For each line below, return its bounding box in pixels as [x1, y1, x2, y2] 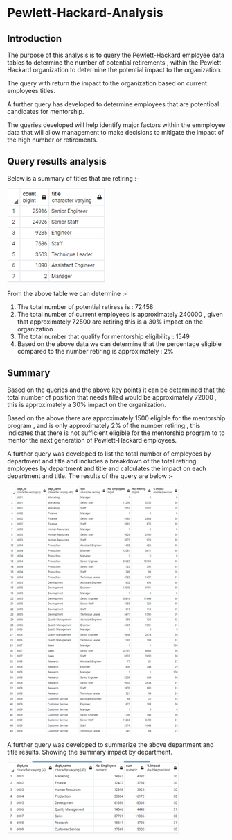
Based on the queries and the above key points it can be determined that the [7, 386, 226, 394]
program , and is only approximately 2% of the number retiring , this [7, 421, 201, 429]
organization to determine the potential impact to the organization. [33, 66, 222, 74]
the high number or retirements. [7, 135, 98, 144]
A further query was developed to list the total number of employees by [7, 450, 211, 458]
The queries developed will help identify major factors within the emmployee [7, 121, 226, 129]
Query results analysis [7, 156, 107, 167]
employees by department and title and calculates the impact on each [7, 464, 206, 472]
